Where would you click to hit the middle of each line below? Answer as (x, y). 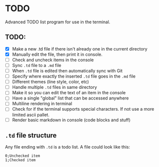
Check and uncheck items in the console (53, 60)
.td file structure (31, 135)
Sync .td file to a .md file (37, 65)
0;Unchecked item (23, 156)
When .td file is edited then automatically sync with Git (67, 71)
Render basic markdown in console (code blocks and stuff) (71, 120)
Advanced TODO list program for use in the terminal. (58, 22)
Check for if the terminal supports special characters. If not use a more (83, 109)
